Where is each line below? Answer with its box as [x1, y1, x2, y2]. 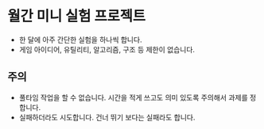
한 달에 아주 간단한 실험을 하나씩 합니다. [18, 35, 142, 44]
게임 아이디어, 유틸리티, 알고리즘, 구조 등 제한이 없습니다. [18, 44, 196, 54]
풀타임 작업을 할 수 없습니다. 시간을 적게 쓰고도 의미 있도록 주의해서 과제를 [18, 93, 248, 102]
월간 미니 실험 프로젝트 [7, 7, 146, 25]
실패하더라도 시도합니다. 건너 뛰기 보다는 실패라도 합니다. [18, 112, 196, 122]
